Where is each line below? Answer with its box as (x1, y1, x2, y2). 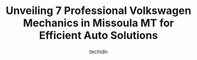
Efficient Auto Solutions (39, 29, 158, 42)
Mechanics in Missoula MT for (22, 16, 175, 30)
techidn (89, 48, 108, 55)
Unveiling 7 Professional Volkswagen (5, 4, 192, 17)
